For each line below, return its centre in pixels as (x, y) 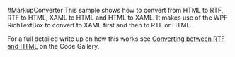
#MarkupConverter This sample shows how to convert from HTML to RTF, (115, 10)
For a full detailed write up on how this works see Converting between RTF (116, 39)
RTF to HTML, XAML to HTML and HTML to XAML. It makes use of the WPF (117, 18)
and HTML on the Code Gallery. (53, 46)
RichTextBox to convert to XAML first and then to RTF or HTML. (100, 25)
